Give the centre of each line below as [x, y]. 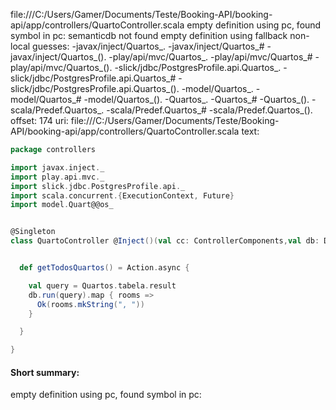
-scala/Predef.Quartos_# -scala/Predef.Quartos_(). [209, 110]
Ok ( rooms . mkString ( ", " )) [90, 304]
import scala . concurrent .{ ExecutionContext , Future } [122, 195]
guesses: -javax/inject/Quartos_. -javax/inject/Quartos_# [148, 46]
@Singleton [33, 232]
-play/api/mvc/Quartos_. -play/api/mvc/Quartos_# [210, 57]
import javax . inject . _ [57, 167]
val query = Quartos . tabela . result [102, 285]
